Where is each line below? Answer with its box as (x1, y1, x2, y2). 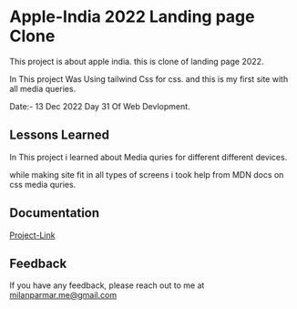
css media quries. (9, 179, 77, 190)
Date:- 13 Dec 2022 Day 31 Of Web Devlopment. (9, 100, 190, 111)
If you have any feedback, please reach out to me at (9, 280, 205, 291)
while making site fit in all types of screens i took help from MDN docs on (9, 169, 284, 180)
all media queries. (9, 83, 77, 94)
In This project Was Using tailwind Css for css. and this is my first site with (9, 73, 289, 84)
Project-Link (9, 230, 56, 241)
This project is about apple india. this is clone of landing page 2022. (9, 56, 264, 67)
